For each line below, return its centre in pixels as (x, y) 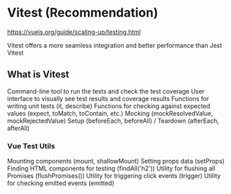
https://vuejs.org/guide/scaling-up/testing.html (74, 32)
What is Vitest (38, 74)
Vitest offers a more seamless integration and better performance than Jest (115, 45)
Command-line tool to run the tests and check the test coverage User (106, 91)
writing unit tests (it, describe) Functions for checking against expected (109, 106)
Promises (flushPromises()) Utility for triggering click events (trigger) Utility (114, 176)
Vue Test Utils (31, 145)
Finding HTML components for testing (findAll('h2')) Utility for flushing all (111, 168)
